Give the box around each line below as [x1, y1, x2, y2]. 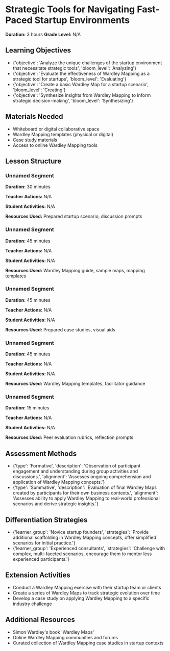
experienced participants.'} [12, 556, 70, 562]
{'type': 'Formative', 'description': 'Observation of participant [12, 463, 141, 469]
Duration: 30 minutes [5, 184, 51, 190]
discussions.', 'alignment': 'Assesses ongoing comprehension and [12, 474, 151, 480]
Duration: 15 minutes [5, 405, 50, 411]
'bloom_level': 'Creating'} [12, 87, 66, 93]
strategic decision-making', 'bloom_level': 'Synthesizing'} [12, 97, 134, 103]
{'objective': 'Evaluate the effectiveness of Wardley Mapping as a [12, 70, 150, 76]
